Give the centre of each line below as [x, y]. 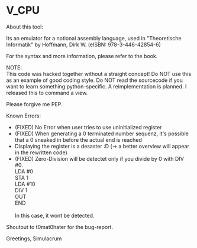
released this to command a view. [47, 93]
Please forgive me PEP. [35, 104]
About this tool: [25, 27]
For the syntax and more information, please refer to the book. [82, 56]
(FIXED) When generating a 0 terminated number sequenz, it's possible [102, 133]
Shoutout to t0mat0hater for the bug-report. [60, 227]
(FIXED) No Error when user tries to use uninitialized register [88, 127]
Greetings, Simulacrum [34, 239]
